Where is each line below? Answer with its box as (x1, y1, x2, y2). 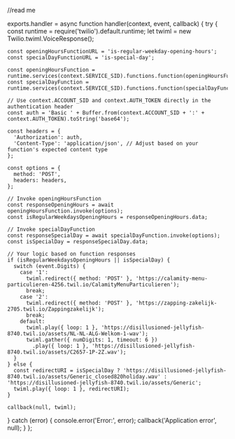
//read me (7, 6, 36, 14)
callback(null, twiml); (7, 404, 77, 411)
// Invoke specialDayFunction (7, 226, 96, 233)
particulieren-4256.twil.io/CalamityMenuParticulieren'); (7, 281, 180, 288)
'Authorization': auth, (13, 134, 83, 141)
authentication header (7, 103, 73, 110)
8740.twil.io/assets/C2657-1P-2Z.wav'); (7, 349, 127, 356)
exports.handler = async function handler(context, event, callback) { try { (7, 20, 218, 27)
